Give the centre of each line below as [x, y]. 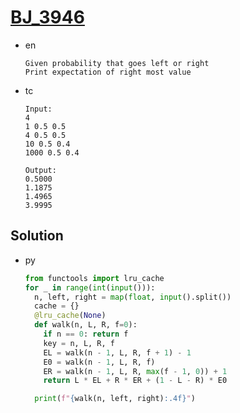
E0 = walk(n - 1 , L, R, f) [99, 362]
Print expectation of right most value [108, 72]
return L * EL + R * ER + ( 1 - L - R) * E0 [135, 381]
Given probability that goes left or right [117, 63]
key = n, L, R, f [79, 343]
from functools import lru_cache [94, 278]
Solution [37, 236]
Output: [40, 170]
